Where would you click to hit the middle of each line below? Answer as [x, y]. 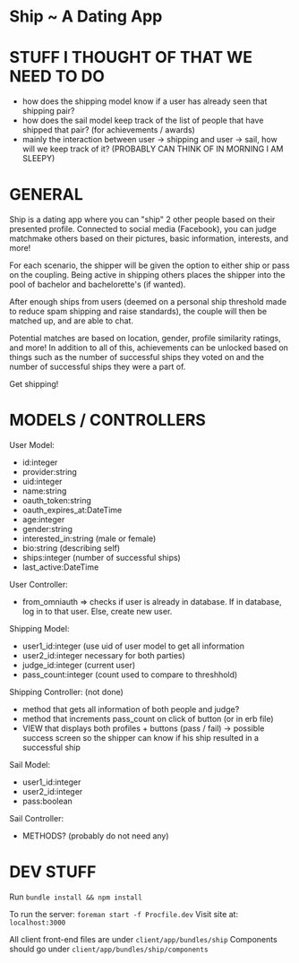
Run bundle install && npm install [76, 897]
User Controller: [39, 585]
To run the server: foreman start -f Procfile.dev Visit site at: [124, 914]
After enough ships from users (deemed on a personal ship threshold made [148, 302]
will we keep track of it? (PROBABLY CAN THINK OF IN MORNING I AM [153, 149]
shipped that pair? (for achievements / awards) [108, 130]
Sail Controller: [37, 818]
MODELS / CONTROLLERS [107, 421]
